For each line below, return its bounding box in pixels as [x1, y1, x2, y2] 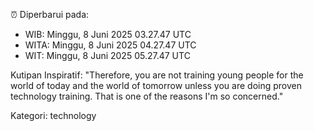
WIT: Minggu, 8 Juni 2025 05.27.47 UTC [24, 50, 191, 61]
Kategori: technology [10, 110, 97, 121]
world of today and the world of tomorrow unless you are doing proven [10, 80, 302, 91]
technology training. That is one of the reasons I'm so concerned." [10, 90, 284, 102]
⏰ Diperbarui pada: [10, 9, 90, 20]
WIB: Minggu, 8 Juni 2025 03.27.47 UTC [24, 29, 192, 40]
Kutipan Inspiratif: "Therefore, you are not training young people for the [10, 69, 304, 81]
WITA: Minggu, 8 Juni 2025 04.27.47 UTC [24, 39, 197, 51]
